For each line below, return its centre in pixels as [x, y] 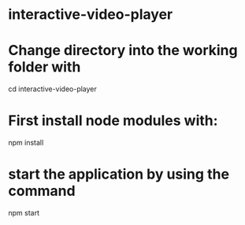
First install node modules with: [113, 121]
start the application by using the [119, 174]
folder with [45, 67]
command [42, 191]
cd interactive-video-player [52, 89]
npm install [26, 142]
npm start [24, 213]
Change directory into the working [123, 51]
